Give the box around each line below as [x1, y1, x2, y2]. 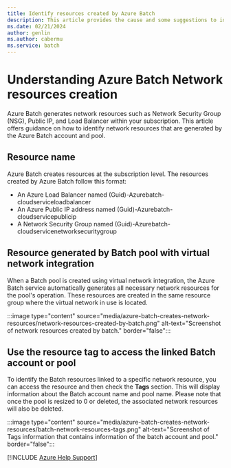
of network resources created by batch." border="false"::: [7, 326, 171, 335]
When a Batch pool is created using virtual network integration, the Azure [7, 276, 215, 284]
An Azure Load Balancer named [16, 191, 108, 199]
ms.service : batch [7, 42, 60, 49]
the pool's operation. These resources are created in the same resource [7, 291, 211, 299]
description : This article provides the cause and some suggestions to [7, 17, 217, 23]
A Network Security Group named [16, 220, 113, 228]
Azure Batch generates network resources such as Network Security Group [7, 109, 221, 117]
